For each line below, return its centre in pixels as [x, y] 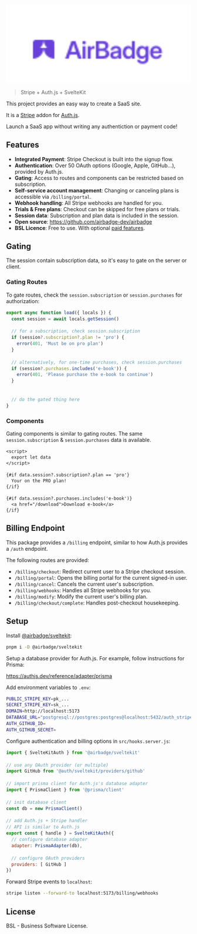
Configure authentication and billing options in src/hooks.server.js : [88, 741]
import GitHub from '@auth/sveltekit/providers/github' [76, 771]
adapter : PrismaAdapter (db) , [47, 846]
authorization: [23, 301]
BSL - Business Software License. [47, 926]
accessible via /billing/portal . [53, 197]
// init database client [36, 802]
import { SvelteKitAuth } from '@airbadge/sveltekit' [73, 752]
